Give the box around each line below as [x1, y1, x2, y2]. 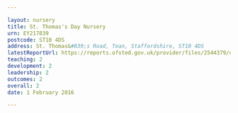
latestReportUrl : [7, 49, 59, 56]
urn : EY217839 [7, 30, 50, 37]
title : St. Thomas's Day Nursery [7, 23, 106, 30]
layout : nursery [7, 16, 55, 23]
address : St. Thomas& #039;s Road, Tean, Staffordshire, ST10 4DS [7, 43, 204, 50]
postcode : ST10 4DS [7, 36, 65, 43]
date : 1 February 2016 [7, 89, 74, 96]
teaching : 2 [7, 56, 42, 64]
